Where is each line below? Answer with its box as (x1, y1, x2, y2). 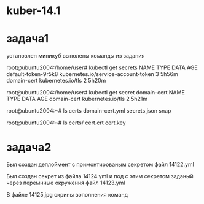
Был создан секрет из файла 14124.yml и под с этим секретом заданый (6, 173, 194, 180)
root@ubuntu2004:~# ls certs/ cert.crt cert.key (6, 119, 126, 126)
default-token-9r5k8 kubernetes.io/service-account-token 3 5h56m (6, 70, 178, 78)
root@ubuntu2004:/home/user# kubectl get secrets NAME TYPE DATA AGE (6, 64, 198, 71)
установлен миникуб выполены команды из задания (6, 52, 145, 59)
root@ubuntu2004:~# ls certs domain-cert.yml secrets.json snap (6, 107, 171, 115)
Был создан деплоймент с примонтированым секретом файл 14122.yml (6, 161, 195, 168)
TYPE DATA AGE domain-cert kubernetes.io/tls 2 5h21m (6, 96, 148, 103)
